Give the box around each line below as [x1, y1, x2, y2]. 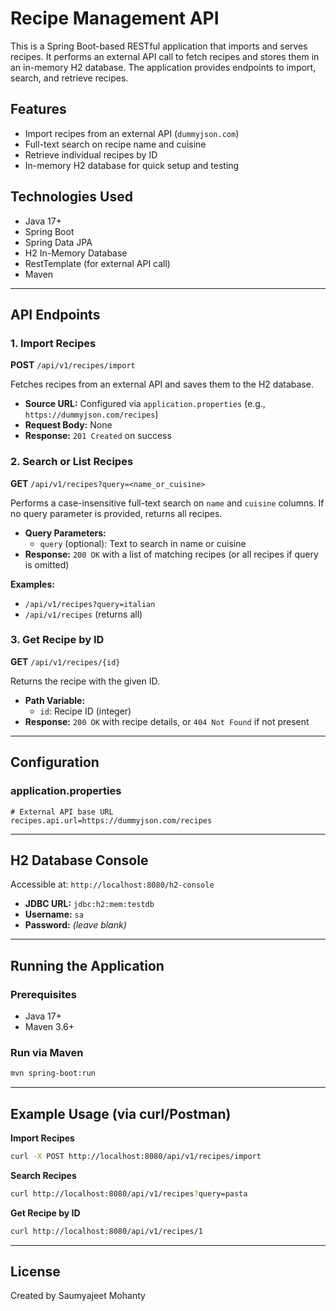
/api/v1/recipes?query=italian [24, 599, 156, 609]
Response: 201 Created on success [24, 430, 172, 442]
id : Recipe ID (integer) [39, 705, 132, 717]
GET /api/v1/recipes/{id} [10, 655, 121, 667]
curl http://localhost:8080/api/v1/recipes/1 [10, 1226, 203, 1236]
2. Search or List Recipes [10, 455, 134, 469]
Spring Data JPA [24, 236, 93, 248]
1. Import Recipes [10, 336, 97, 350]
